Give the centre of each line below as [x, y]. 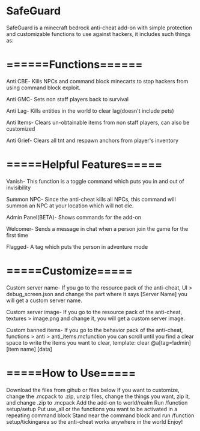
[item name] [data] [29, 349]
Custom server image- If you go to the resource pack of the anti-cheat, [94, 312]
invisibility [19, 188]
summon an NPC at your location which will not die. [70, 206]
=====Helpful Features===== [84, 165]
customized [21, 129]
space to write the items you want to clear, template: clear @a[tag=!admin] [98, 342]
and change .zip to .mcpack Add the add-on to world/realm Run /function [97, 402]
